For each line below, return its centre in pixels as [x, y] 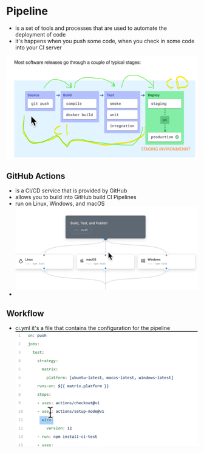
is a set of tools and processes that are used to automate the [91, 28]
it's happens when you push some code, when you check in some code [105, 41]
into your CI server [38, 47]
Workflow [25, 313]
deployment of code [40, 34]
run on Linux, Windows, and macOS [60, 203]
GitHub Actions [36, 176]
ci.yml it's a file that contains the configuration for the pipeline [93, 328]
